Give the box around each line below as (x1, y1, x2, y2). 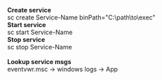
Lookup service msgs (7, 58, 72, 65)
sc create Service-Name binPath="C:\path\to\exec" (7, 13, 156, 22)
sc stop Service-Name (7, 43, 72, 51)
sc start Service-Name (7, 28, 73, 36)
